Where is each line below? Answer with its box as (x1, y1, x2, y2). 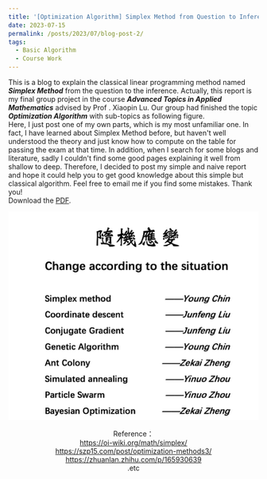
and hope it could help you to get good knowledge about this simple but (8, 171, 244, 180)
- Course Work (15, 55, 62, 63)
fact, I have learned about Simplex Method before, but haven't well (8, 128, 226, 137)
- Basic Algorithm (15, 46, 77, 55)
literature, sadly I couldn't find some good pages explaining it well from (8, 153, 241, 163)
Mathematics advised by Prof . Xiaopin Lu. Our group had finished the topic (8, 103, 258, 112)
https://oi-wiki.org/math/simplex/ (79, 438, 188, 448)
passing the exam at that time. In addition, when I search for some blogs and (8, 145, 259, 154)
